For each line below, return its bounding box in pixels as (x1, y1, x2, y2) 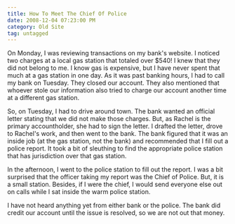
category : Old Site (7, 23, 65, 30)
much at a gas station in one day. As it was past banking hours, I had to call (7, 71, 225, 80)
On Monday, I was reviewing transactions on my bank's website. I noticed (7, 49, 220, 57)
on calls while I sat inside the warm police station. (7, 188, 151, 196)
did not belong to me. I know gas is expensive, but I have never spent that (7, 64, 220, 72)
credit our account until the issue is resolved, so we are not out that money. (7, 209, 225, 217)
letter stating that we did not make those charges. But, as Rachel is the (7, 115, 211, 123)
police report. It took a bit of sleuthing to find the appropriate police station (7, 144, 223, 153)
